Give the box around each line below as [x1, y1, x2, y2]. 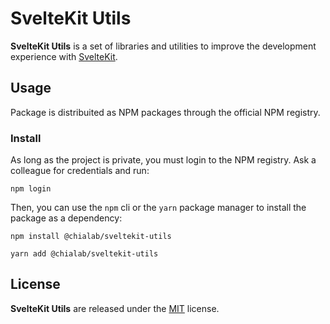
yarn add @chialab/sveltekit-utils [10, 249, 159, 259]
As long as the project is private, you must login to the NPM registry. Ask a [10, 154, 317, 166]
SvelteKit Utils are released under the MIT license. [10, 302, 220, 314]
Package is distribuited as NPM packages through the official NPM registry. [10, 106, 321, 118]
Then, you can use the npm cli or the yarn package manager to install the [10, 202, 307, 214]
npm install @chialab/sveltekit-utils [10, 232, 172, 242]
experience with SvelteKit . [10, 50, 118, 62]
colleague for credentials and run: [10, 165, 150, 177]
